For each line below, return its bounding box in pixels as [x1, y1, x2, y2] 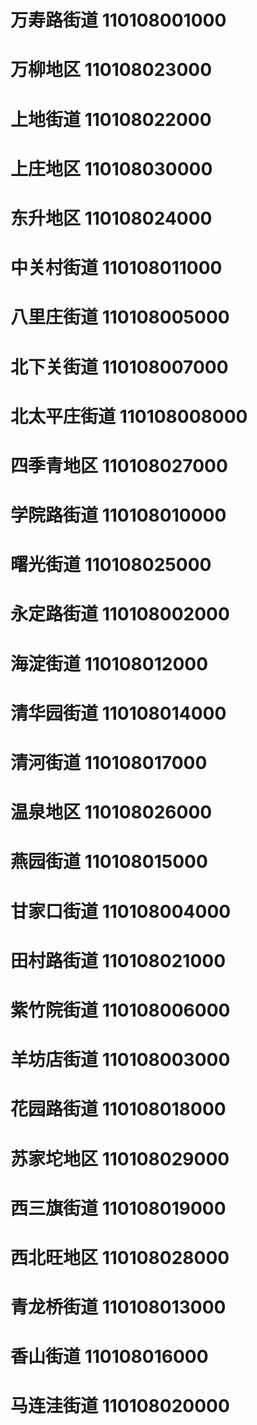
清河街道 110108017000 [10, 752, 208, 774]
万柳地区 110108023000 [10, 59, 213, 81]
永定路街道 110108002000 [10, 603, 230, 626]
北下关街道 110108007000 [10, 356, 229, 378]
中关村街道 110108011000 [10, 257, 223, 280]
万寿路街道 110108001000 [10, 9, 227, 32]
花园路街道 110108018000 [10, 1098, 227, 1121]
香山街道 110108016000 [10, 1346, 209, 1368]
